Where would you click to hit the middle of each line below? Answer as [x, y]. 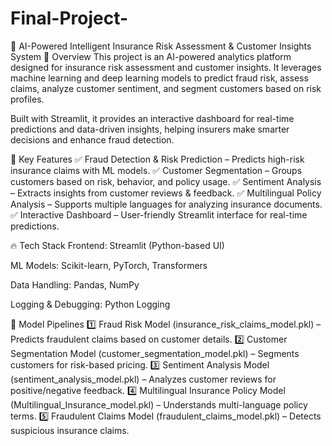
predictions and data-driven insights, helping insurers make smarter [150, 129]
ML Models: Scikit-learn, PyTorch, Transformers [109, 265]
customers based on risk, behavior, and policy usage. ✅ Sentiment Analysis [166, 181]
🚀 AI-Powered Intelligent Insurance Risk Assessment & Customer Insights [161, 46]
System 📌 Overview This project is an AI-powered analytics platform [151, 56]
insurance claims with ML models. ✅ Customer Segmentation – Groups [156, 170]
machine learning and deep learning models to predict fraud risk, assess [159, 78]
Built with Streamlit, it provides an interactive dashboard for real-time [152, 118]
